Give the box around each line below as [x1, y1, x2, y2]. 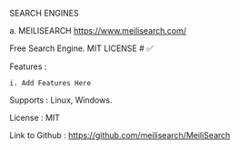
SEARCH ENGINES [9, 8, 79, 18]
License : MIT [9, 113, 61, 123]
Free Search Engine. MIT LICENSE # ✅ [9, 43, 154, 54]
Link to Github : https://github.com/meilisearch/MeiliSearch [9, 130, 231, 140]
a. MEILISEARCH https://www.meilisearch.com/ [9, 25, 187, 35]
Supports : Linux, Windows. [9, 95, 113, 105]
